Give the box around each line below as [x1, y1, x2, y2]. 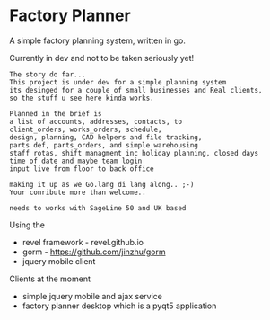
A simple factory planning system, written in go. [9, 35, 186, 46]
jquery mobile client [22, 255, 96, 266]
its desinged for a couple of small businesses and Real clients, [9, 85, 263, 94]
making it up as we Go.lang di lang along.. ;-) [9, 180, 195, 189]
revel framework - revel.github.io [22, 236, 144, 247]
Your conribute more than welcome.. [9, 188, 146, 197]
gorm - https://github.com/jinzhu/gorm [22, 246, 166, 257]
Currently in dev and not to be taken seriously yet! [9, 52, 195, 63]
